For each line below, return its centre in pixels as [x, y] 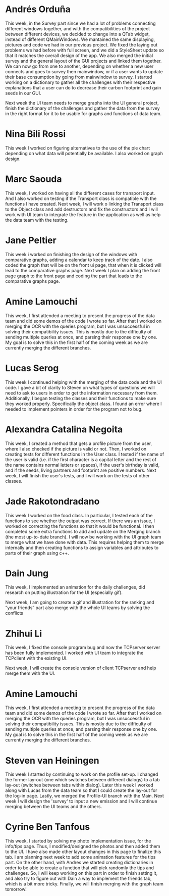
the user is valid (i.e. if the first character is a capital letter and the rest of [81, 459]
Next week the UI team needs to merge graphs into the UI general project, [82, 103]
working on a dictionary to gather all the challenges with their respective [80, 82]
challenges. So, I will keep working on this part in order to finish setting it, [81, 873]
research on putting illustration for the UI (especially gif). [64, 592]
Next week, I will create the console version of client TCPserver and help [81, 668]
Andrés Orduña [38, 9]
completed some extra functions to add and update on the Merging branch [83, 531]
